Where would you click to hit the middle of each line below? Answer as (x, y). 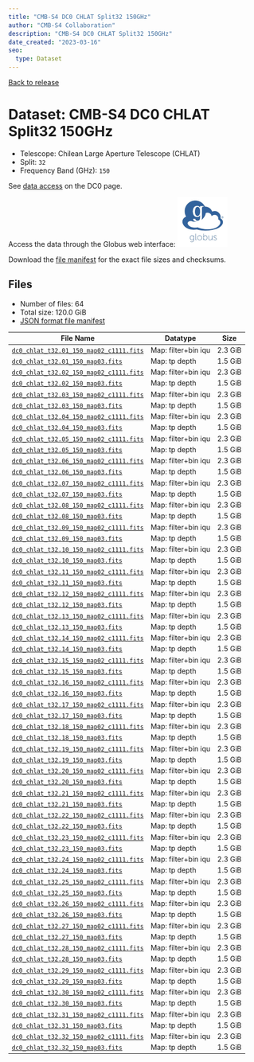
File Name (78, 338)
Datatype (180, 338)
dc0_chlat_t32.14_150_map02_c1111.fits (78, 638)
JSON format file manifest (63, 320)
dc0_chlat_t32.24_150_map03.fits (67, 871)
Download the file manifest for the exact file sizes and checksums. (117, 260)
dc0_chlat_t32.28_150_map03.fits (67, 959)
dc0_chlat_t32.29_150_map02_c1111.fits (78, 970)
